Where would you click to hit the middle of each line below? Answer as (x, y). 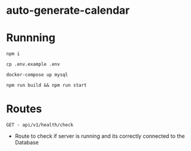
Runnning (31, 38)
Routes (24, 109)
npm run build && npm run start (46, 85)
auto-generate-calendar (68, 10)
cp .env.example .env (33, 64)
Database (27, 143)
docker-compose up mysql (37, 75)
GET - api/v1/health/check (40, 125)
